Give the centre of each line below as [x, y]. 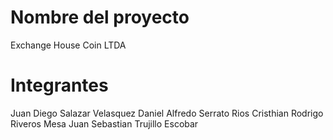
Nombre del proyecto [100, 17]
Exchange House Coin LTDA [68, 45]
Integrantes [59, 85]
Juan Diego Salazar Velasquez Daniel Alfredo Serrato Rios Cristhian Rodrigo [167, 113]
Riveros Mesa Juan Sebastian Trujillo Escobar [104, 123]
